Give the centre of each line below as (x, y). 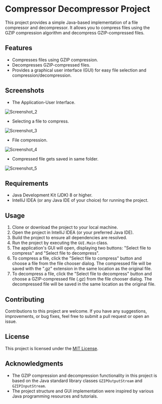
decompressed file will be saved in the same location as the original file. (84, 284)
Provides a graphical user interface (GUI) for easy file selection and (79, 70)
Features (19, 48)
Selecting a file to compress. (40, 121)
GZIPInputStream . (29, 386)
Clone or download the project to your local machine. (65, 228)
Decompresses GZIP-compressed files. (51, 65)
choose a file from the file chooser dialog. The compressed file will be (81, 263)
